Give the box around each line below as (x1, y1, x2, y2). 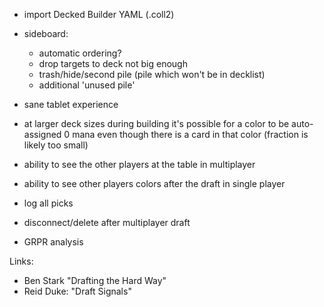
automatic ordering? (38, 47, 122, 59)
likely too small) (23, 139, 89, 151)
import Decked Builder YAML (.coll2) (23, 9, 175, 20)
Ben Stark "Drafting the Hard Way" (23, 275, 167, 286)
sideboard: (23, 28, 69, 39)
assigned (23, 129, 62, 140)
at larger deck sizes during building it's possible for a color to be (23, 118, 290, 129)
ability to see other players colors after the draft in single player (23, 178, 286, 189)
